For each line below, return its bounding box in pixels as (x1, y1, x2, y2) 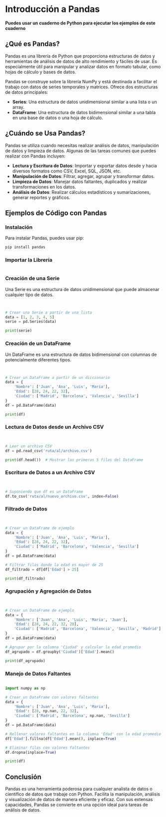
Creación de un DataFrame (5, 340, 71, 347)
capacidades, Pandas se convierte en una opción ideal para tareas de (5, 802, 148, 808)
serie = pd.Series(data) (5, 319, 57, 325)
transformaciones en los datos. (12, 183, 76, 190)
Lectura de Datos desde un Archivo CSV (5, 424, 104, 431)
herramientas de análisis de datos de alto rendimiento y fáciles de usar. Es (5, 58, 158, 64)
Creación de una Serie (5, 275, 60, 282)
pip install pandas (5, 245, 46, 250)
